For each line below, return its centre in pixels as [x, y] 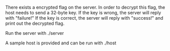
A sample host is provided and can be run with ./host [61, 43]
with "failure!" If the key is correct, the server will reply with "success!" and [84, 18]
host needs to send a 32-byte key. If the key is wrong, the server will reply [83, 13]
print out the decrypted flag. [35, 23]
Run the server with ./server [35, 33]
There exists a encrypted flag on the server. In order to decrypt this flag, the [85, 7]
